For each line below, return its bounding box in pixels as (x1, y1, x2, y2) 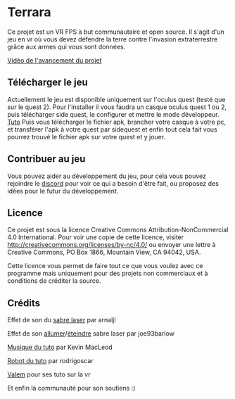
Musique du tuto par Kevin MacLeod (7, 343, 113, 352)
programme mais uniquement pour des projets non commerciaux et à (7, 269, 208, 278)
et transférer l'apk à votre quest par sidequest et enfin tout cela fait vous (7, 125, 217, 134)
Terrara (7, 4, 51, 20)
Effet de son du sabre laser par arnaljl (7, 316, 116, 324)
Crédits (7, 297, 41, 309)
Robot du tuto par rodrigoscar (7, 357, 94, 365)
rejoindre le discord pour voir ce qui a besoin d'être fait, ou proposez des (7, 179, 220, 187)
